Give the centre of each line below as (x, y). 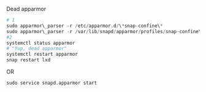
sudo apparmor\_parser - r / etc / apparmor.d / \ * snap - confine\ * (85, 26)
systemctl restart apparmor (42, 55)
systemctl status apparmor (41, 43)
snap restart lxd (29, 60)
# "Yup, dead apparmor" (37, 48)
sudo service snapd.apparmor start (52, 83)
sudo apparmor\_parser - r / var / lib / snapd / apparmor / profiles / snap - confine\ (104, 31)
